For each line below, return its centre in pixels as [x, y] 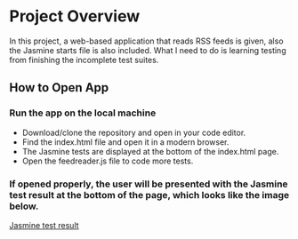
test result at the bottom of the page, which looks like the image [149, 195]
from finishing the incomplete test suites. [84, 60]
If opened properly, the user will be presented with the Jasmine [149, 184]
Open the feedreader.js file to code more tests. [108, 161]
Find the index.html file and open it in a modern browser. [125, 142]
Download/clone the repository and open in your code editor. [134, 132]
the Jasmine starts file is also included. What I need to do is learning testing [148, 50]
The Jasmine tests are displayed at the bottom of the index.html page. [150, 151]
